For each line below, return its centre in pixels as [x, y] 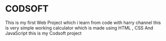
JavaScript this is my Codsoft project [44, 33]
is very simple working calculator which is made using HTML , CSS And [79, 27]
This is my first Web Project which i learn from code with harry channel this [83, 22]
